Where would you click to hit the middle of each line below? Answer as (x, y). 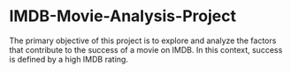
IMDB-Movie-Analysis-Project (123, 16)
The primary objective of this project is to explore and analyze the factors (143, 40)
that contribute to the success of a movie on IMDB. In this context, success (146, 49)
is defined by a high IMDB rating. (69, 59)
